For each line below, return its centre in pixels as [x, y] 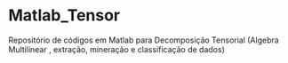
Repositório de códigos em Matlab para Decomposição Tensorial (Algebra [144, 40]
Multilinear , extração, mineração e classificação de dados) [117, 49]
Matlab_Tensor [64, 16]
